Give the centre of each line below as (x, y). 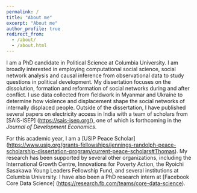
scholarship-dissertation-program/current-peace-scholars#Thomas (91, 151)
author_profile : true (33, 29)
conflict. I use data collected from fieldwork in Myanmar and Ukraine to (95, 95)
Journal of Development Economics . (52, 127)
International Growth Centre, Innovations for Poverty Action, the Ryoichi (95, 164)
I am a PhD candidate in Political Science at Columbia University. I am (92, 62)
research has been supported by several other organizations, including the (99, 157)
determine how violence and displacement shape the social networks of (95, 101)
